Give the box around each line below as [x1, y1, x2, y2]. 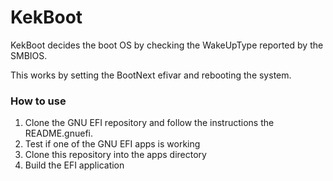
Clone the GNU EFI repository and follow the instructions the [24, 117, 275, 129]
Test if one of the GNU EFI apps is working [24, 138, 201, 150]
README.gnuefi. [24, 127, 93, 140]
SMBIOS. [10, 49, 48, 61]
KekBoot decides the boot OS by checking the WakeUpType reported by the [10, 39, 324, 51]
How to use [10, 94, 67, 108]
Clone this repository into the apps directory [24, 149, 207, 161]
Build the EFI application [24, 159, 125, 171]
